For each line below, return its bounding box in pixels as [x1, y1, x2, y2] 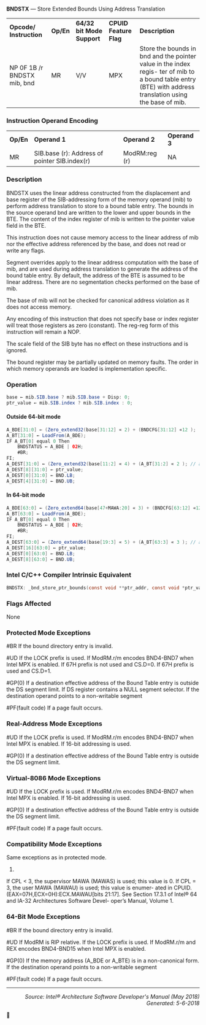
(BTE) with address [139, 83, 195, 91]
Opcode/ [9, 23, 36, 31]
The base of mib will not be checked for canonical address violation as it [6, 296, 189, 304]
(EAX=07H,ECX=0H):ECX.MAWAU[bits [6, 891, 104, 898]
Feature [109, 27, 132, 35]
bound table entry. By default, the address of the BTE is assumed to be [6, 271, 185, 279]
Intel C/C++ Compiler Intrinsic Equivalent [6, 571, 132, 579]
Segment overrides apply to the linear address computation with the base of [6, 258, 199, 266]
